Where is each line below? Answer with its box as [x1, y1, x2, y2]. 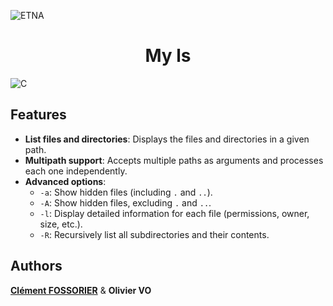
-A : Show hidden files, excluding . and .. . [39, 196, 212, 209]
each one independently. [24, 165, 128, 177]
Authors [10, 258, 63, 275]
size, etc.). [39, 218, 83, 230]
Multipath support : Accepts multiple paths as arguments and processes [24, 154, 324, 166]
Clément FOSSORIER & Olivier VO [10, 284, 152, 296]
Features [10, 106, 67, 124]
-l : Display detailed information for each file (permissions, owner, [39, 207, 310, 219]
